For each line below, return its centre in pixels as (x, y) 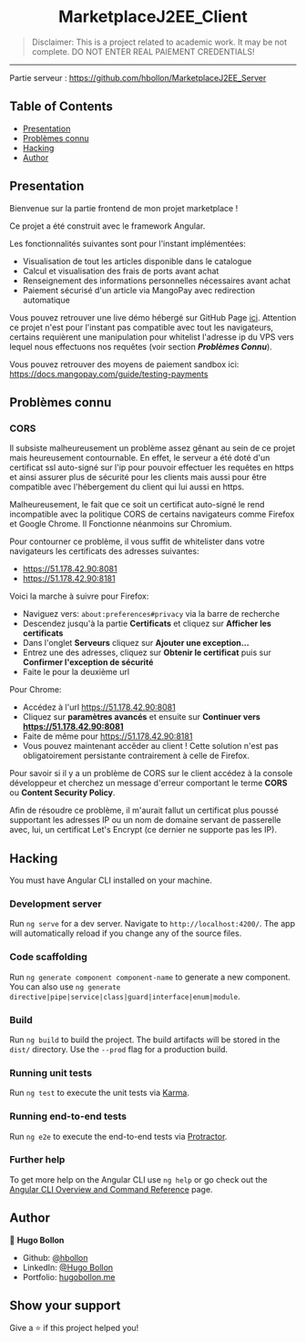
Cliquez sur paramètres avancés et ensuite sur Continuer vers (142, 717)
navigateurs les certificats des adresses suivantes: (104, 551)
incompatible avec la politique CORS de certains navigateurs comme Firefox (152, 514)
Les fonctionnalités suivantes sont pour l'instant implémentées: (127, 243)
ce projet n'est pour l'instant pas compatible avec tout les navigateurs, (142, 327)
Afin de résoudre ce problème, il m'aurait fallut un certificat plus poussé (144, 810)
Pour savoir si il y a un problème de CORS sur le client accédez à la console (151, 773)
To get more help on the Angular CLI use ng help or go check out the (138, 1179)
